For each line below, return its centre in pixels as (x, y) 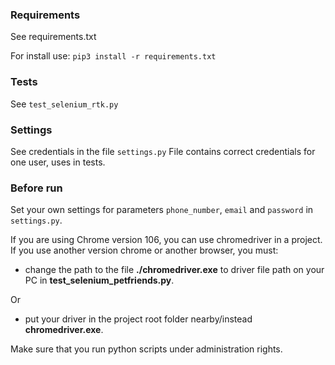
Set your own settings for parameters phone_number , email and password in (162, 210)
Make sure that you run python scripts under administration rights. (146, 349)
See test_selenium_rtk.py (64, 104)
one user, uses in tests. (58, 162)
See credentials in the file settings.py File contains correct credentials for (163, 151)
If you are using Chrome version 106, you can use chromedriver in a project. (166, 240)
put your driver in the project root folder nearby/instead (138, 319)
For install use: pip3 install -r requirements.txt (113, 56)
